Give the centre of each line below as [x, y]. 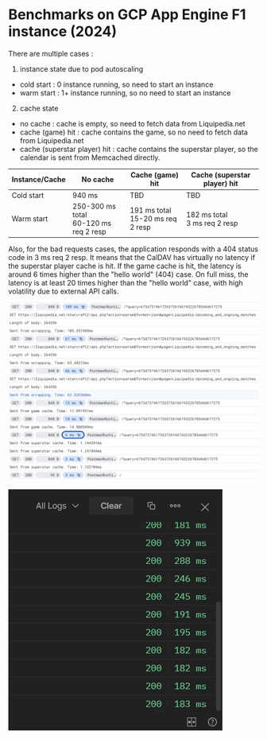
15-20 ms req [153, 219]
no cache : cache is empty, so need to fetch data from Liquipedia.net [132, 123]
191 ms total [151, 210]
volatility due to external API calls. [64, 291]
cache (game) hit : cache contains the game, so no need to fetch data [134, 132]
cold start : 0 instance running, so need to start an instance [116, 84]
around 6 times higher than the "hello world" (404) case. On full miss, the [128, 274]
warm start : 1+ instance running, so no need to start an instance [125, 92]
